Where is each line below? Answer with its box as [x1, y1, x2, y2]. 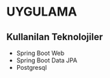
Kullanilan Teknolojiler [6, 31, 103, 43]
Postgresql [16, 64, 47, 71]
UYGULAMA [6, 4, 77, 20]
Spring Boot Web [16, 49, 65, 57]
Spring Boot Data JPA [16, 56, 78, 64]
